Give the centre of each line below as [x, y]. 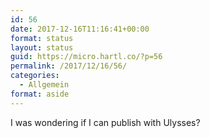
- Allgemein [44, 85]
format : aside [40, 94]
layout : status [42, 47]
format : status [42, 38]
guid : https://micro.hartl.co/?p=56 [86, 57]
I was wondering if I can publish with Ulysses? [105, 122]
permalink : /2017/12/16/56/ [69, 66]
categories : [35, 76]
